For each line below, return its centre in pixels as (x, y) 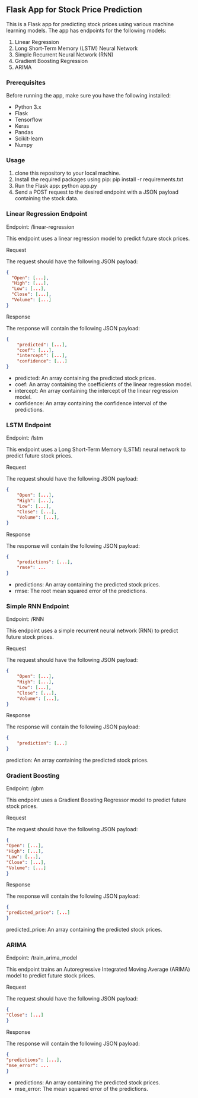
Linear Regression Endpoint (47, 214)
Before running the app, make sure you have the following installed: (88, 96)
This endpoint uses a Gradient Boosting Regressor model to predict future (96, 800)
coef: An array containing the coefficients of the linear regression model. (103, 384)
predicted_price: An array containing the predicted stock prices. (84, 930)
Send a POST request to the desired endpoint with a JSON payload (97, 192)
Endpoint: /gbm (25, 788)
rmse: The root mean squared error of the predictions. (81, 591)
